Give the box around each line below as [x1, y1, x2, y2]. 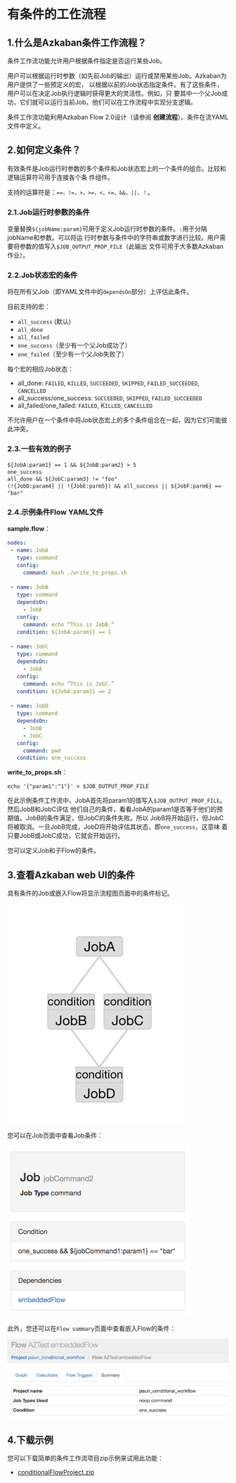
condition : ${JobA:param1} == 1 [16, 628, 112, 635]
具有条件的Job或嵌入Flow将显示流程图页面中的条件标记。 [7, 889, 174, 898]
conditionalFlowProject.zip [17, 1468, 95, 1477]
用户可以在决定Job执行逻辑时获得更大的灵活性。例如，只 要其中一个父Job [7, 89, 222, 97]
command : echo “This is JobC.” [22, 680, 114, 687]
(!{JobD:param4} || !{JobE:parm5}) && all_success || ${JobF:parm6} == [7, 483, 221, 490]
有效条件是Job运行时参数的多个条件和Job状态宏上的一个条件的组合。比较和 [7, 164, 226, 172]
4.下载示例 [7, 1434, 54, 1446]
